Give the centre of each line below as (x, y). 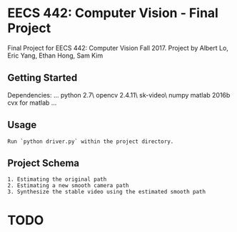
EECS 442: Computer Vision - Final (113, 13)
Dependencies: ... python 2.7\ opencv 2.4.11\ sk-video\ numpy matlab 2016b (119, 95)
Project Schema (44, 163)
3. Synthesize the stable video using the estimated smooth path (106, 192)
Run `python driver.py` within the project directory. (91, 141)
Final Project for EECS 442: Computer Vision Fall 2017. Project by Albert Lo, (118, 48)
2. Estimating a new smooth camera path (69, 186)
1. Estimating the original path (57, 179)
